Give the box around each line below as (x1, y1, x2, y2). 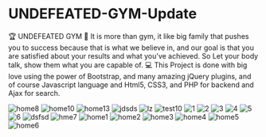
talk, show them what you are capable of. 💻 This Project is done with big (8, 60, 248, 70)
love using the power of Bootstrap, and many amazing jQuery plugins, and (8, 71, 252, 81)
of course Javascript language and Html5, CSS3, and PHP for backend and (8, 80, 255, 89)
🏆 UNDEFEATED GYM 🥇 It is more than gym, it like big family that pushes (8, 31, 249, 40)
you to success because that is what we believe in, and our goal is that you (8, 43, 255, 52)
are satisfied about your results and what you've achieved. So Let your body (8, 51, 259, 60)
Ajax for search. (8, 88, 61, 97)
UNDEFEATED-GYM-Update (8, 5, 198, 23)
